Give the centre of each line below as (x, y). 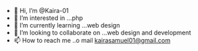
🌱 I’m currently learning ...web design (67, 25)
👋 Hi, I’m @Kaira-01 (41, 11)
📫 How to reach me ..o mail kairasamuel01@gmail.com (92, 40)
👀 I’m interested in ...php (48, 18)
